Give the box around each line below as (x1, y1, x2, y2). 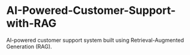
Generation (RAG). (6, 43, 52, 50)
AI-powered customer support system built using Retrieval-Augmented (6, 36, 185, 44)
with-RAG (6, 16, 57, 30)
